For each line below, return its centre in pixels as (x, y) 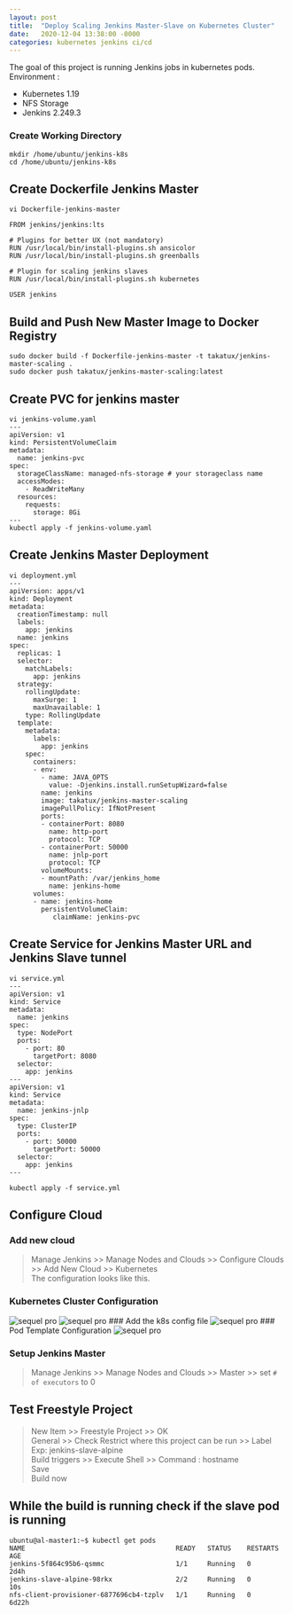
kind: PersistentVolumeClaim (63, 443)
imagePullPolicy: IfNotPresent (99, 808)
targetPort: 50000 (66, 1149)
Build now (49, 1478)
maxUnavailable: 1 (66, 707)
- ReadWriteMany (55, 489)
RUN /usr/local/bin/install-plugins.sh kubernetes (104, 279)
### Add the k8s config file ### (192, 1320)
